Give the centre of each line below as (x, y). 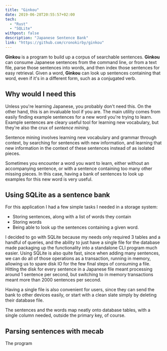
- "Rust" (19, 24)
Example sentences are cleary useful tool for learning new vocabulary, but (82, 122)
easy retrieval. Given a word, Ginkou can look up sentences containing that (83, 73)
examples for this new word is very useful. (49, 179)
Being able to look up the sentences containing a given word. (75, 227)
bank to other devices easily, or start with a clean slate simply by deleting (81, 295)
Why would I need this (41, 94)
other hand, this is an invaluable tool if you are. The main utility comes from (83, 112)
